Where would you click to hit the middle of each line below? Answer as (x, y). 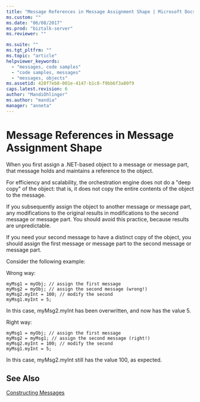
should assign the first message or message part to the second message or (99, 243)
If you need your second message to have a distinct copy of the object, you (99, 237)
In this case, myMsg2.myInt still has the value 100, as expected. (84, 360)
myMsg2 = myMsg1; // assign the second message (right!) (78, 338)
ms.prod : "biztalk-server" (40, 28)
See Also (23, 378)
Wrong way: (21, 273)
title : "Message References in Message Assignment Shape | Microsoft (94, 12)
